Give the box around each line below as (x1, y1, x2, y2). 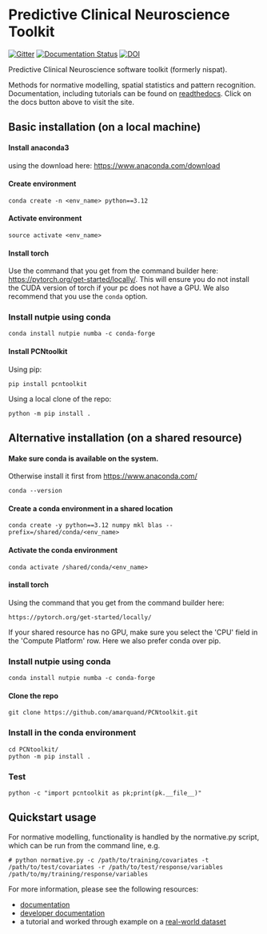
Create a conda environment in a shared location (8, 503, 173, 513)
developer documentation (19, 908, 106, 918)
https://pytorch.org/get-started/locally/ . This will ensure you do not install (8, 275, 249, 284)
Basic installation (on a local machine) (8, 120, 201, 134)
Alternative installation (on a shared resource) (8, 431, 242, 445)
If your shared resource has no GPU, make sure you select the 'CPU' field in (8, 627, 258, 637)
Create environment (8, 179, 77, 189)
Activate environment (8, 214, 82, 223)
